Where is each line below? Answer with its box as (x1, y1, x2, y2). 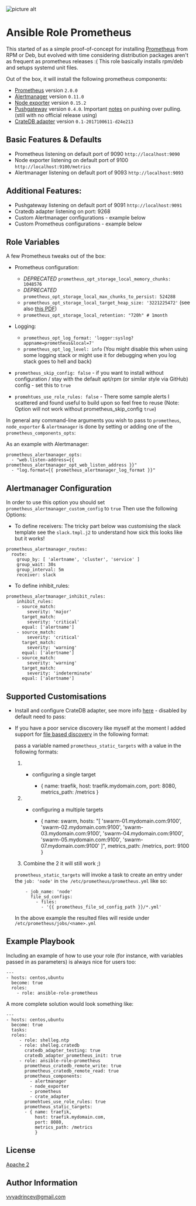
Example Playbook (6, 937, 75, 947)
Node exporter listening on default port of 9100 (14, 156, 129, 163)
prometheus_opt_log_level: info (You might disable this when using (23, 345, 188, 352)
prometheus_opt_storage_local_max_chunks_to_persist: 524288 (23, 294, 176, 300)
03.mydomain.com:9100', (40, 830, 102, 837)
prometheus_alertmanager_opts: (6, 452, 82, 458)
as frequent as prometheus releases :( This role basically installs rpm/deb (6, 57, 183, 64)
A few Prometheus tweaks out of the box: (6, 252, 106, 260)
